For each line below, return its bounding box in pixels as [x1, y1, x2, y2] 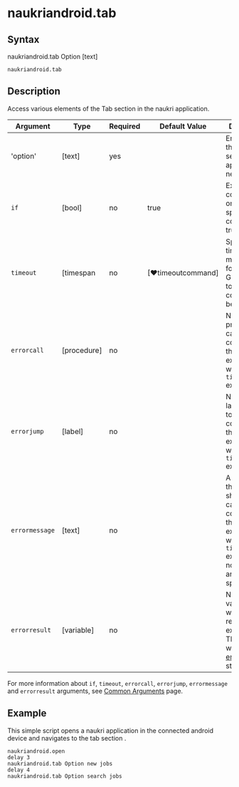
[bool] [61, 202, 83, 212]
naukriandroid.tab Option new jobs [7, 760, 113, 767]
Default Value [159, 121, 207, 131]
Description [7, 86, 60, 98]
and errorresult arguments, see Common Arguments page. [7, 686, 184, 695]
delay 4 [7, 766, 31, 773]
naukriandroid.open [7, 747, 65, 755]
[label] [61, 426, 84, 436]
